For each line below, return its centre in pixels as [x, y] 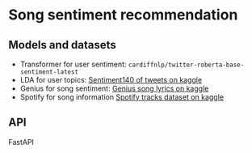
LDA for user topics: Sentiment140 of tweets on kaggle [111, 80]
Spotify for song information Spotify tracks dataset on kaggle [122, 97]
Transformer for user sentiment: [73, 64]
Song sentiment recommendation [123, 15]
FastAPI [21, 142]
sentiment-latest [49, 72]
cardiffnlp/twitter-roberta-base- [186, 65]
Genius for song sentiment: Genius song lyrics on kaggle [114, 88]
